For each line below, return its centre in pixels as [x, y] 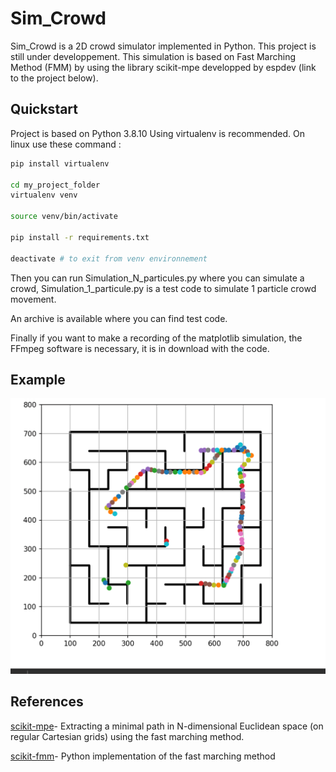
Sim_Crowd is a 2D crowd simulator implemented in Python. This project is [163, 46]
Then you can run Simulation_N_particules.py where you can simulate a [157, 278]
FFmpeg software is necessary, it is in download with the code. [140, 348]
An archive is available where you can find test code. [119, 318]
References [47, 702]
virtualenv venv [44, 195]
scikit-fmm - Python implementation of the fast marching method [143, 756]
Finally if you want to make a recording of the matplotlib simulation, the [156, 338]
